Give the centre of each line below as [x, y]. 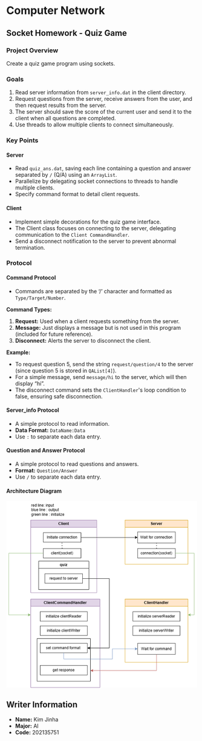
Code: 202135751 [37, 732]
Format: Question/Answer [46, 471]
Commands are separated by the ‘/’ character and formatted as [93, 291]
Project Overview [32, 50]
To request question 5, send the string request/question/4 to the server [104, 364]
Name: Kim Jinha [37, 719]
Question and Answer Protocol [46, 451]
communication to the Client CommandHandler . [72, 234]
